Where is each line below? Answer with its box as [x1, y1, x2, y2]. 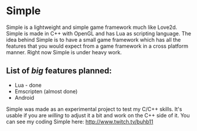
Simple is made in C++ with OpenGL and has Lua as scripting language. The [6, 30, 192, 37]
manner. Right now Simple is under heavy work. [6, 48, 122, 55]
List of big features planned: [6, 66, 112, 76]
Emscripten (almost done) [14, 87, 78, 95]
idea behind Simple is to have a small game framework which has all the [6, 36, 181, 43]
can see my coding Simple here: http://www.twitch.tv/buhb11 [6, 118, 153, 125]
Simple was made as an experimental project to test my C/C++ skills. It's [6, 105, 182, 113]
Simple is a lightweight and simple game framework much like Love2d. [6, 24, 178, 31]
